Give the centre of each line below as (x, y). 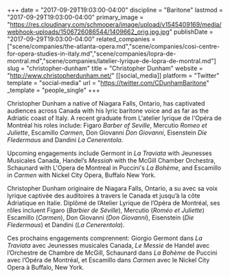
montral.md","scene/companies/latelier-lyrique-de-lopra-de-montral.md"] (112, 61)
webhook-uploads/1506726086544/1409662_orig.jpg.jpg (88, 32)
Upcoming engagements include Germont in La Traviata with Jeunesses (110, 153)
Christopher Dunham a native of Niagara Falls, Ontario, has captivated (106, 103)
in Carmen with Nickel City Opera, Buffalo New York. (82, 175)
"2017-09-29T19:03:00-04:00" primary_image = (76, 17)
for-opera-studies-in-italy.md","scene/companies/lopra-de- (92, 54)
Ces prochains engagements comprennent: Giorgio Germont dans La (105, 238)
